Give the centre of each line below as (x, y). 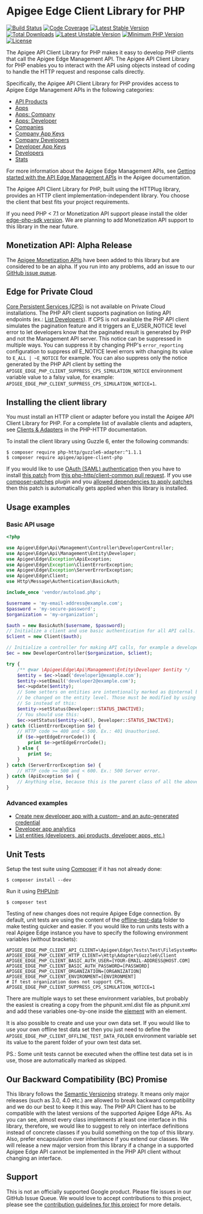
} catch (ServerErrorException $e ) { (54, 765)
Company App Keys (40, 133)
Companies (29, 127)
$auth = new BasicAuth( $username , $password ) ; (66, 625)
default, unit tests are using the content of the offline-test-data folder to (95, 920)
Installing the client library (56, 402)
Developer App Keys (40, 146)
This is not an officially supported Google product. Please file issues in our (99, 1192)
